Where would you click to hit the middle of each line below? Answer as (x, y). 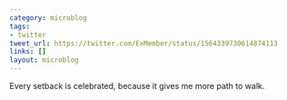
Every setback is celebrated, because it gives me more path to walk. (137, 86)
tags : (20, 26)
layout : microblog (44, 60)
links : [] (28, 52)
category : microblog (49, 18)
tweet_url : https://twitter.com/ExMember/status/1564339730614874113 (144, 43)
